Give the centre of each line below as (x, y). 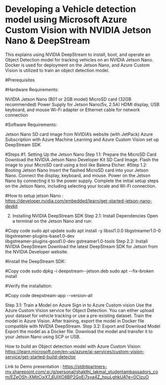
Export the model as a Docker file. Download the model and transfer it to (79, 331)
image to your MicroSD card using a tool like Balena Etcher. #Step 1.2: (76, 165)
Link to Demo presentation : (33, 366)
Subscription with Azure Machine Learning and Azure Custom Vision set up (82, 139)
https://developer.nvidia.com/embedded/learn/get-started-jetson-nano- (79, 201)
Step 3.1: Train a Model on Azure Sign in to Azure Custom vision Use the (79, 305)
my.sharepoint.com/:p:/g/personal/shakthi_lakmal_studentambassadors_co (82, 372)
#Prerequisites (20, 80)
